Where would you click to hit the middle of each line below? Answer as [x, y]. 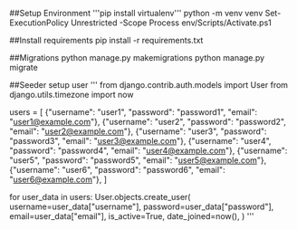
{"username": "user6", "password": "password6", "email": [117, 170]
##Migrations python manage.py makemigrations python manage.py [137, 57]
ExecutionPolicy [39, 23]
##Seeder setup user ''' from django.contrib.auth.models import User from [148, 85]
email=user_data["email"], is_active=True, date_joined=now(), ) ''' [132, 216]
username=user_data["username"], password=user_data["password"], [142, 206]
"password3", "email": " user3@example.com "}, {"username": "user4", [140, 141]
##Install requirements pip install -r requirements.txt [106, 40]
